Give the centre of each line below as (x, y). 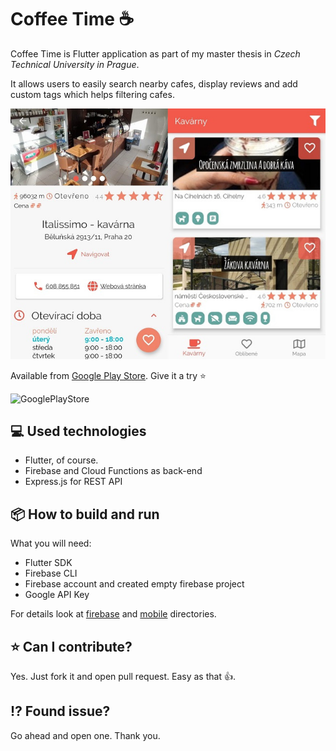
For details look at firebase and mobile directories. (113, 614)
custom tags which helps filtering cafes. (92, 94)
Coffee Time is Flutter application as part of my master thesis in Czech (155, 53)
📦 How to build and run (85, 514)
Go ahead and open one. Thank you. (85, 735)
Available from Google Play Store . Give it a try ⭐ (108, 375)
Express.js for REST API (73, 482)
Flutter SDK (48, 563)
